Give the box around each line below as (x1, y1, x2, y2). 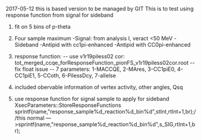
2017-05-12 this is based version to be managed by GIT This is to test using (5, 5, 194, 12)
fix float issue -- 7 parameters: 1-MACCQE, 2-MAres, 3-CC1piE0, (14, 65, 176, 73)
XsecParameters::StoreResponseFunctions (14, 102, 122, 109)
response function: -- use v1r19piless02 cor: (14, 53, 125, 59)
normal (27, 114, 45, 121)
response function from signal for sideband (5, 11, 114, 19)
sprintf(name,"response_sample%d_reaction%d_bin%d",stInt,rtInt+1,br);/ (14, 108, 197, 115)
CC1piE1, (14, 72, 37, 79)
